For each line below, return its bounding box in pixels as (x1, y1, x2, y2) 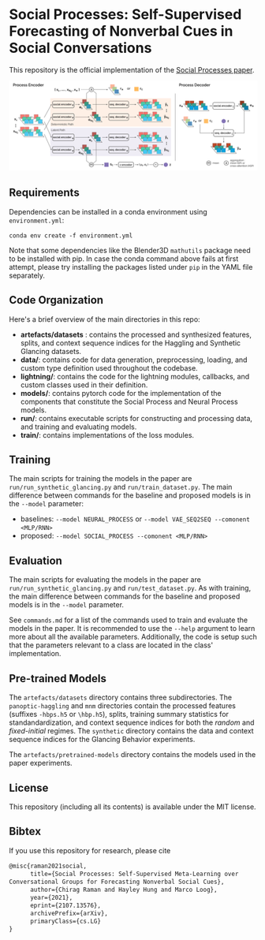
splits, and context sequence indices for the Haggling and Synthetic (20, 338, 241, 348)
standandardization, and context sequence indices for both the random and (9, 718, 255, 727)
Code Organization (9, 293, 104, 307)
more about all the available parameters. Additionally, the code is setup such (9, 632, 257, 642)
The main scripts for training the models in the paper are (9, 474, 192, 483)
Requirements (9, 186, 80, 200)
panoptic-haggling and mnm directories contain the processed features (9, 701, 236, 711)
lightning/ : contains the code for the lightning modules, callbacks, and (20, 371, 250, 381)
